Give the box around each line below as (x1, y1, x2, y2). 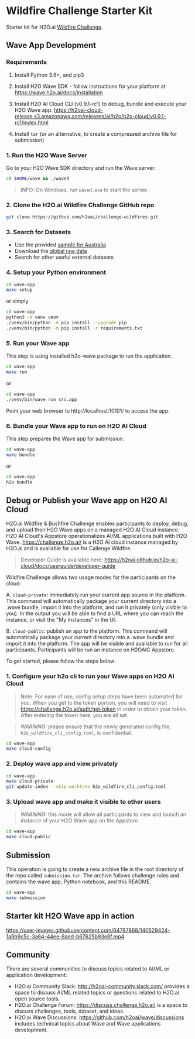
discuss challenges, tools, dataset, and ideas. (14, 1008, 125, 1015)
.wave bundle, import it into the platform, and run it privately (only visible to (6, 604, 187, 611)
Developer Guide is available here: (20, 556, 104, 563)
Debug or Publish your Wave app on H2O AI (6, 495, 167, 505)
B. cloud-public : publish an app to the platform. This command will (6, 627, 167, 635)
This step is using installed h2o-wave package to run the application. (6, 352, 173, 359)
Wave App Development (6, 40, 97, 50)
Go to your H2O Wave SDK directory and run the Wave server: (6, 164, 156, 171)
